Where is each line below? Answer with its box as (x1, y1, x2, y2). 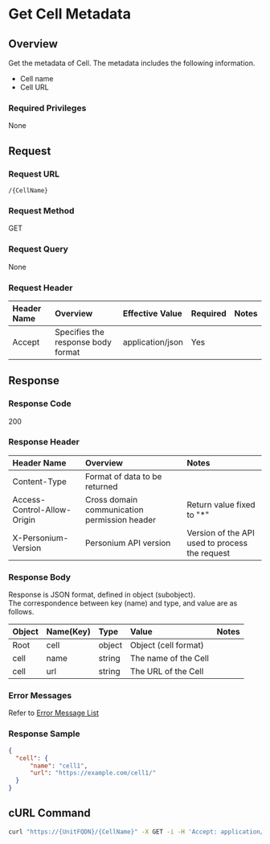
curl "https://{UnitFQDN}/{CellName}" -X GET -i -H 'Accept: (8, 827, 218, 836)
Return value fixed (186, 499, 256, 510)
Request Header (8, 282, 73, 293)
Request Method (8, 205, 75, 216)
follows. (8, 607, 35, 617)
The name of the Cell (129, 653, 209, 664)
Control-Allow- (12, 504, 72, 515)
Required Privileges (8, 102, 87, 114)
